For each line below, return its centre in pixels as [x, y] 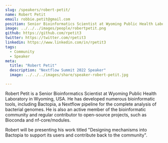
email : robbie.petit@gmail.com [38, 19]
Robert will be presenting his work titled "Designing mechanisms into [76, 129]
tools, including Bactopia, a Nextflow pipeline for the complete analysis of [81, 104]
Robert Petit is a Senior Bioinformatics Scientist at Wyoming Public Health [81, 93]
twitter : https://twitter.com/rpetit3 [45, 38]
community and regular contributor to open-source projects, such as [76, 114]
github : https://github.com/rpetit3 [43, 33]
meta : [11, 61]
